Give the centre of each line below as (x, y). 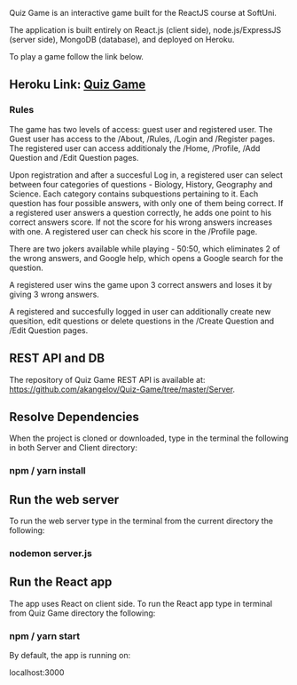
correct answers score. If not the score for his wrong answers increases (141, 222)
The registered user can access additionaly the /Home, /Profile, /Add (135, 148)
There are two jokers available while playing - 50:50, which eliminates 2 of (145, 249)
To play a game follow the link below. (77, 56)
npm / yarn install (47, 471)
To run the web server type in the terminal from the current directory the (141, 521)
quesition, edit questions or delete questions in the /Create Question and (142, 321)
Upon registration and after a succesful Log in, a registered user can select (146, 175)
